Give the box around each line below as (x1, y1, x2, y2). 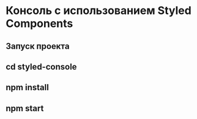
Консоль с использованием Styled (6, 4, 192, 18)
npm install (6, 82, 50, 93)
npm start (6, 103, 44, 114)
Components (6, 16, 73, 31)
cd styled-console (6, 62, 77, 72)
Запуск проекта (6, 41, 70, 51)
